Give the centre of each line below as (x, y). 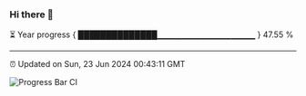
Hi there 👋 (32, 14)
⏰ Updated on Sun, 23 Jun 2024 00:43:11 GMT (97, 64)
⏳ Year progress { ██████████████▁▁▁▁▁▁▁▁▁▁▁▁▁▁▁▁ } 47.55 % (152, 34)
